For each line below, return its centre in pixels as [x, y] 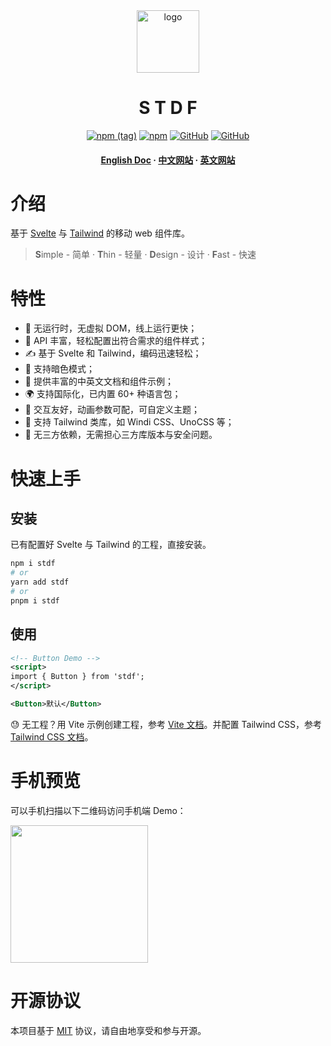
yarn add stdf [40, 582]
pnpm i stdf [35, 600]
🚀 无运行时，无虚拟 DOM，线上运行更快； [111, 328]
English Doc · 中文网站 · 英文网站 [168, 160]
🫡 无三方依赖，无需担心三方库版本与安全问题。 [121, 435]
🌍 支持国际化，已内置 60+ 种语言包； [103, 394]
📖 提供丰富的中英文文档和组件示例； [99, 381]
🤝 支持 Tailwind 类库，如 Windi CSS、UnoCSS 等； [129, 422]
